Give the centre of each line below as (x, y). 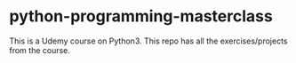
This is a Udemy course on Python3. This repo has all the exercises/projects (148, 41)
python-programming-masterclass (141, 16)
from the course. (40, 50)
